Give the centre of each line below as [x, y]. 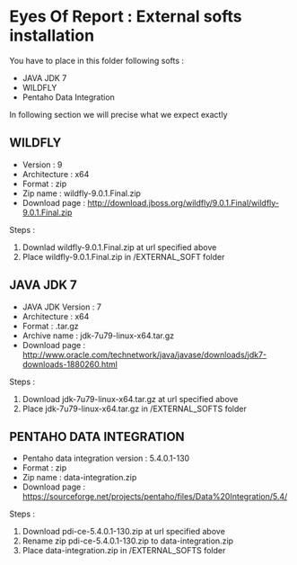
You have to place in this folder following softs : [97, 60]
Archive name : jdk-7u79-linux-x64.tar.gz [98, 336]
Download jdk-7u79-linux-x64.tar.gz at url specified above [130, 399]
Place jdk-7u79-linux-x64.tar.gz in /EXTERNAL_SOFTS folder [134, 408]
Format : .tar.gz [50, 326]
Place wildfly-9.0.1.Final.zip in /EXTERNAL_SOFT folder [123, 256]
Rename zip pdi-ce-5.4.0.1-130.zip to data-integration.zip [128, 541]
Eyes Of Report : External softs [126, 17]
